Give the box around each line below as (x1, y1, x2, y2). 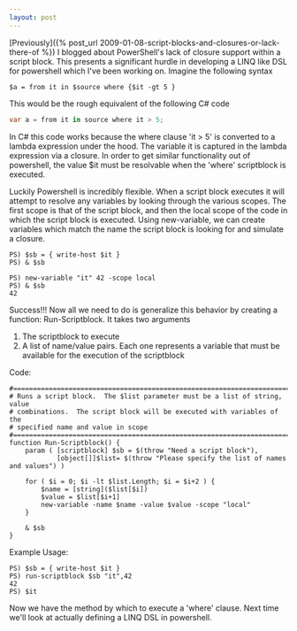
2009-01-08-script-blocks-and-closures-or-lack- (99, 37, 280, 48)
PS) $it (9, 587, 38, 596)
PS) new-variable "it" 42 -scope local (9, 273, 156, 282)
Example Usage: (9, 546, 69, 558)
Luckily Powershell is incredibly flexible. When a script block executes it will (9, 186, 286, 196)
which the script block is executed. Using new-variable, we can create (9, 214, 265, 225)
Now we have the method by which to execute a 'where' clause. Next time (9, 603, 279, 613)
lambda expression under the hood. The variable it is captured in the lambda (9, 141, 287, 151)
